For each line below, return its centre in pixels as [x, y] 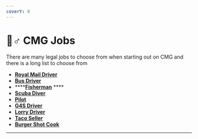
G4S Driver [29, 106]
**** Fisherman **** [39, 87]
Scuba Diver [30, 93]
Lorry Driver [30, 111]
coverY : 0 [18, 11]
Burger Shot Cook [37, 124]
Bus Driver [28, 80]
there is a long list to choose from [47, 63]
